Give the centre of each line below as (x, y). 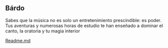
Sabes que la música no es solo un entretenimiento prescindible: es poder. (83, 20)
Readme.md (18, 40)
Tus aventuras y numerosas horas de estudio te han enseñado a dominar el (84, 25)
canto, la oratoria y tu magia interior (43, 31)
